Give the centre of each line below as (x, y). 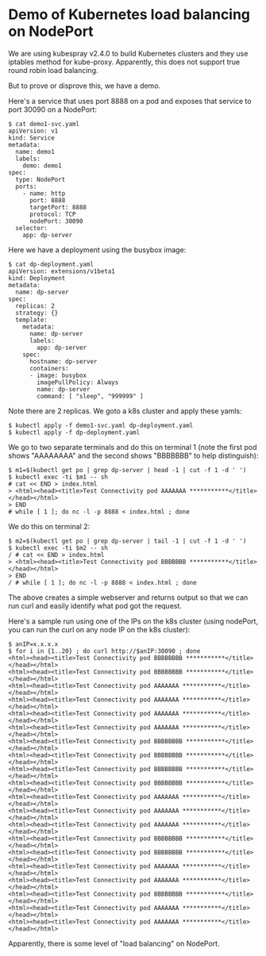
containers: (49, 368)
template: (31, 320)
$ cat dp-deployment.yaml (51, 264)
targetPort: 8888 (58, 207)
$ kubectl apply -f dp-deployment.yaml (74, 432)
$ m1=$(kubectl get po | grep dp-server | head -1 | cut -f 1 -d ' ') (127, 470)
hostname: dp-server (63, 361)
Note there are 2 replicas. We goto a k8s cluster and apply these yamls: (125, 411)
